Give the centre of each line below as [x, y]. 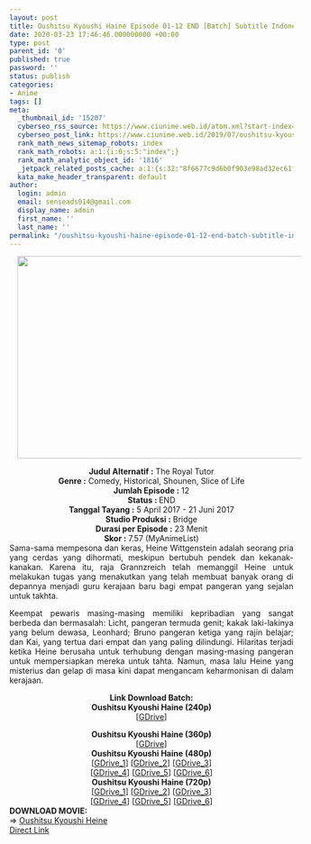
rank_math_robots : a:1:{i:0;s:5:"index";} [98, 151]
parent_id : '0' [38, 51]
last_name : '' [44, 227]
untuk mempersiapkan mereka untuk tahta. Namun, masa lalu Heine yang [151, 661]
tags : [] [26, 101]
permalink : [30, 235]
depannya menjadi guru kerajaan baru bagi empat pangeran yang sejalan [151, 586]
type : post [30, 43]
